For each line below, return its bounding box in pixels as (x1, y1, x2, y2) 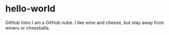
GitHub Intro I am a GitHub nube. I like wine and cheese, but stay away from (5, 19, 164, 25)
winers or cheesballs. (5, 24, 50, 30)
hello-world (5, 3, 56, 14)
